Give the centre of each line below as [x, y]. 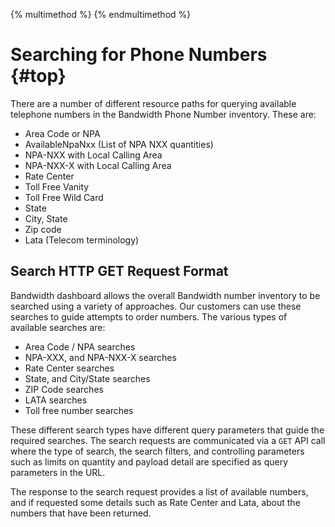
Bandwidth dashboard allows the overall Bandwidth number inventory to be [165, 295]
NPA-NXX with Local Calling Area [93, 155]
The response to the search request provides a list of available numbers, [159, 491]
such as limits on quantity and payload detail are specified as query [149, 461]
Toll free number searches [79, 410]
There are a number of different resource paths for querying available [153, 103]
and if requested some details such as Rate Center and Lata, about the [155, 502]
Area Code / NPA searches [80, 346]
